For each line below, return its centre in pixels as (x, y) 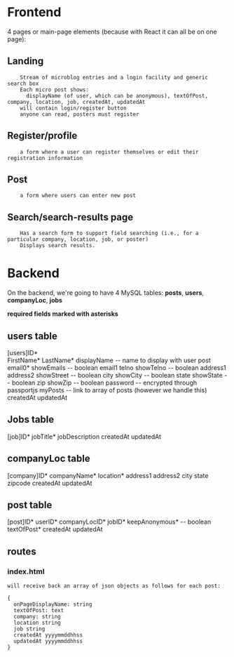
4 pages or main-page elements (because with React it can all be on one (112, 32)
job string (29, 629)
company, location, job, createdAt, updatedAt (76, 102)
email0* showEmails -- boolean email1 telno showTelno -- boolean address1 (117, 367)
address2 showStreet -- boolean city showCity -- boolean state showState (115, 375)
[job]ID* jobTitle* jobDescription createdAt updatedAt (84, 437)
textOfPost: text (39, 611)
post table (30, 505)
